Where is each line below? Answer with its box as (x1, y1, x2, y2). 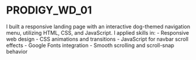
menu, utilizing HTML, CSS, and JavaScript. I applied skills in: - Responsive (6, 29, 189, 36)
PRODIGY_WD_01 (6, 4, 92, 17)
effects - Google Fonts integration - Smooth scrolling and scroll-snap (6, 42, 175, 49)
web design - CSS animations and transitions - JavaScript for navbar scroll (6, 35, 188, 42)
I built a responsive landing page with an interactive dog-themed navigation (6, 23, 191, 30)
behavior (6, 48, 28, 55)
